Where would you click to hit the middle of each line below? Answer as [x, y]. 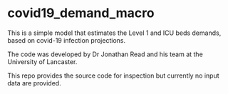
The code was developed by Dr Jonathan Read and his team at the [105, 54]
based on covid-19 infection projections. [67, 40]
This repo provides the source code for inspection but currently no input [113, 75]
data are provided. [35, 83]
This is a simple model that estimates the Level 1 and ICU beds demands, [114, 33]
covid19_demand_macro [81, 13]
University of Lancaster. [42, 61]
